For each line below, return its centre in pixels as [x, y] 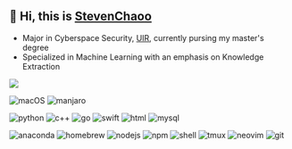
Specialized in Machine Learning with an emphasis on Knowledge [143, 57]
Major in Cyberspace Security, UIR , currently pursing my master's [143, 37]
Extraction [41, 66]
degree [35, 47]
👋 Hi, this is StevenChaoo [80, 17]
